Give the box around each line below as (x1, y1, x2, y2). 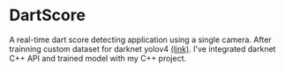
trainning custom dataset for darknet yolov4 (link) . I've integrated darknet (9, 43, 276, 54)
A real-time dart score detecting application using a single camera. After (9, 34, 272, 45)
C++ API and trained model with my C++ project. (9, 53, 187, 63)
